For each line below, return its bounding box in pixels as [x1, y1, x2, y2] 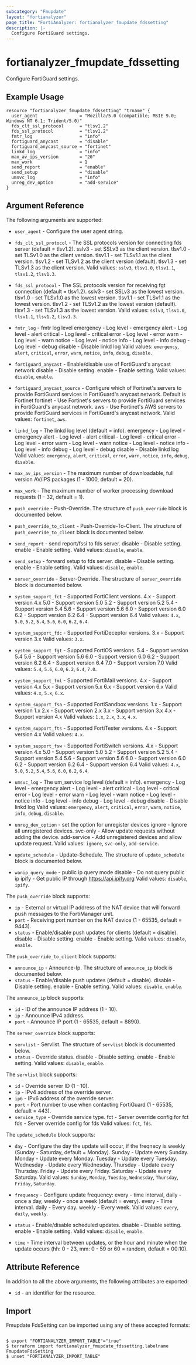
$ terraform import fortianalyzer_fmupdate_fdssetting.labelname [6, 1343, 169, 1349]
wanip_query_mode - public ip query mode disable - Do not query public [14, 868, 185, 875]
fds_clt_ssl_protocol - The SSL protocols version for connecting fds [14, 239, 182, 246]
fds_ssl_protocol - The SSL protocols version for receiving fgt [14, 281, 166, 288]
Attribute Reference [6, 1262, 80, 1272]
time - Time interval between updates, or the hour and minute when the [14, 1239, 187, 1246]
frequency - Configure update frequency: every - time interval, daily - [14, 1191, 182, 1198]
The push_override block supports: [6, 892, 90, 899]
